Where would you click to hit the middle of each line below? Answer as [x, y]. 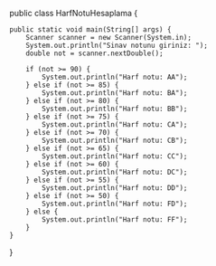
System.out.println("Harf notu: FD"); [115, 204]
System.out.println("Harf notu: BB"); [115, 109]
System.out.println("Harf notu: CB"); [115, 140]
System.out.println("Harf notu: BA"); [115, 93]
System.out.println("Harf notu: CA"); [115, 125]
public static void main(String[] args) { [90, 30]
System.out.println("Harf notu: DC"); [115, 172]
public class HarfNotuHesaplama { [74, 13]
